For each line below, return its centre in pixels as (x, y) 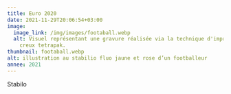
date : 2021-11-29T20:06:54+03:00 (55, 20)
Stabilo (17, 84)
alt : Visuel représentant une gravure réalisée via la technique (109, 39)
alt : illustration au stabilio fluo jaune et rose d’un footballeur (107, 58)
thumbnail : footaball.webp (46, 52)
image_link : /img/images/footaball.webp (72, 33)
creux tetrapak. (43, 45)
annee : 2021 (24, 64)
